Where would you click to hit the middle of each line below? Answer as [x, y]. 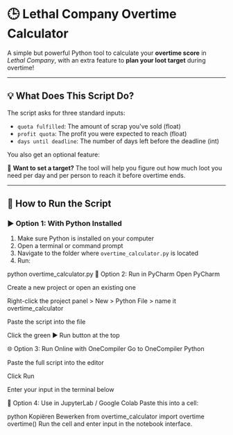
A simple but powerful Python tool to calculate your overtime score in [107, 53]
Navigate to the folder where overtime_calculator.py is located [108, 253]
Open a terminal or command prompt [70, 246]
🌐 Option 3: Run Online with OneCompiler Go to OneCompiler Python [106, 349]
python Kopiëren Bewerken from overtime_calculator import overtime [106, 417]
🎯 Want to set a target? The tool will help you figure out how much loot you [115, 167]
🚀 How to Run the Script [59, 204]
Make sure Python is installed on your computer [86, 238]
